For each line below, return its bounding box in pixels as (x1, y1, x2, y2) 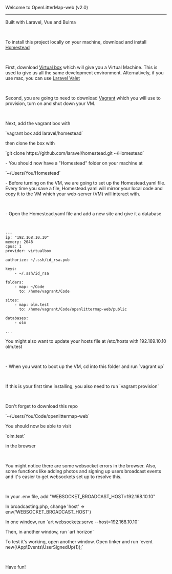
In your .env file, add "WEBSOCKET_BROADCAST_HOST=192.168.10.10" (5, 494, 156, 499)
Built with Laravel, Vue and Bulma (5, 19, 76, 25)
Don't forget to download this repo (5, 403, 78, 409)
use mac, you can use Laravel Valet (5, 75, 80, 81)
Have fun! (5, 564, 26, 570)
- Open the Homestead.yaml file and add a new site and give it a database (5, 211, 162, 217)
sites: (5, 298, 19, 303)
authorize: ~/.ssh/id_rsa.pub (5, 257, 70, 262)
